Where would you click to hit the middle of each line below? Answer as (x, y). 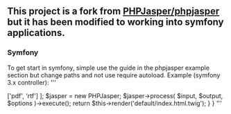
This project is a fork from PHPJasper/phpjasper (113, 11)
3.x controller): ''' (32, 82)
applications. (36, 33)
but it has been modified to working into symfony (115, 22)
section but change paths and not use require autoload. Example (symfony (114, 75)
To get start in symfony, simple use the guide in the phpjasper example (109, 68)
